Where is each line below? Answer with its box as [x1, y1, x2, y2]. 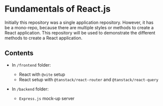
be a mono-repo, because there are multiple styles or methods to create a [4, 24, 154, 30]
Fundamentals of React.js [4, 3, 111, 15]
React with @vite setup [19, 71, 66, 77]
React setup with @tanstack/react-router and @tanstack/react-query [19, 76, 159, 82]
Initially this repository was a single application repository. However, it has [4, 19, 154, 25]
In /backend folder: [11, 86, 49, 92]
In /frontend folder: [11, 62, 51, 68]
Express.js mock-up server [19, 95, 75, 101]
